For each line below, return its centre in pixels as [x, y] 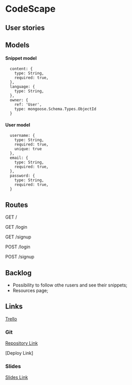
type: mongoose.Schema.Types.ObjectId [55, 109]
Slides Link [17, 377]
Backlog [19, 273]
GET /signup [18, 237]
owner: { [19, 100]
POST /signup [20, 257]
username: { [23, 136]
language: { [23, 87]
